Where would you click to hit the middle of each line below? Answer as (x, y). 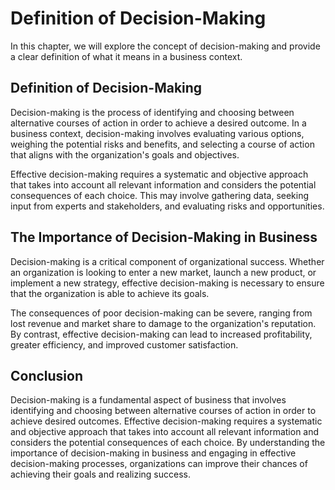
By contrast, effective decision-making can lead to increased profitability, (161, 334)
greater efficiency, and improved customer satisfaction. (124, 344)
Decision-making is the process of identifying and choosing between (152, 112)
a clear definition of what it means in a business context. (126, 56)
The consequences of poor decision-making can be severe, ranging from (161, 313)
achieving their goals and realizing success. (100, 474)
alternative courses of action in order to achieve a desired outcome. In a (158, 123)
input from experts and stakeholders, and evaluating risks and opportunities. (167, 206)
